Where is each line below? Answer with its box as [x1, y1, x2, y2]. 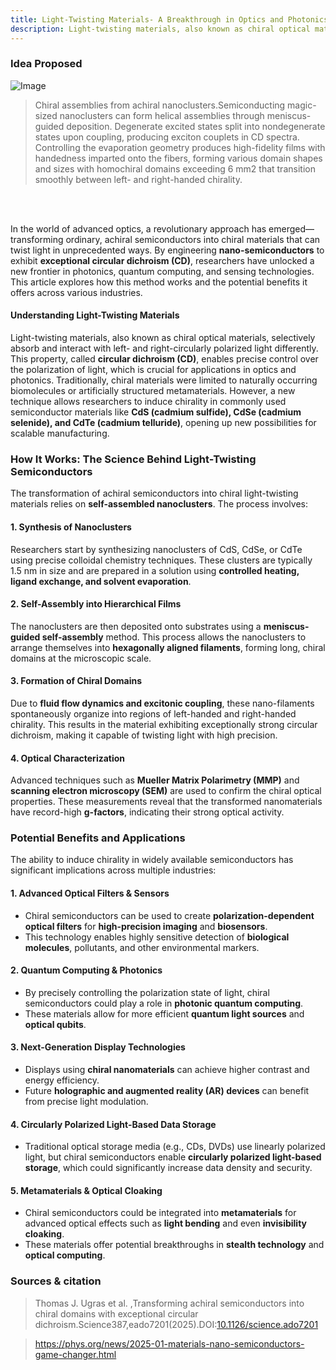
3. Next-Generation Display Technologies [10, 1041, 186, 1053]
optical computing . [24, 1249, 106, 1261]
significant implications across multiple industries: [10, 864, 217, 876]
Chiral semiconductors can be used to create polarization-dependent [24, 909, 315, 921]
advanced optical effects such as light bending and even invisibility [24, 1217, 307, 1230]
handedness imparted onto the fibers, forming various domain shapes [34, 152, 323, 164]
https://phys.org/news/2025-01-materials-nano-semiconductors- [34, 1337, 305, 1350]
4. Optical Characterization [10, 752, 126, 764]
